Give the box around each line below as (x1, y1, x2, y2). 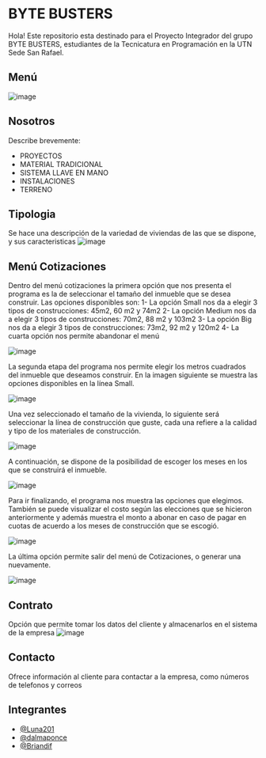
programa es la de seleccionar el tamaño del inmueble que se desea (8, 290, 231, 299)
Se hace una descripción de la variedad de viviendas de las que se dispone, (8, 229, 256, 238)
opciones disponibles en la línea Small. (8, 379, 135, 388)
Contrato (8, 598, 53, 612)
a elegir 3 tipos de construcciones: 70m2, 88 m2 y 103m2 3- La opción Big (8, 314, 252, 324)
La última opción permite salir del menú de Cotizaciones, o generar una (8, 551, 241, 562)
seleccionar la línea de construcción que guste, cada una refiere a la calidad (8, 418, 257, 427)
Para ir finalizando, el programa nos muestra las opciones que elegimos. (8, 496, 244, 506)
